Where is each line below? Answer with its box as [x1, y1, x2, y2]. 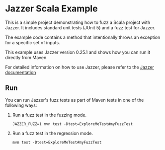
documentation [5, 69, 36, 75]
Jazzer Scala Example [5, 3, 98, 14]
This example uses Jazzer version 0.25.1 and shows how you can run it [5, 49, 151, 55]
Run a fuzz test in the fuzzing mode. [12, 112, 87, 118]
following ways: [5, 102, 37, 108]
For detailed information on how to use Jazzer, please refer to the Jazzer [5, 64, 154, 70]
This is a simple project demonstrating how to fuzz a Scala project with [5, 19, 151, 25]
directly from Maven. [5, 54, 48, 60]
